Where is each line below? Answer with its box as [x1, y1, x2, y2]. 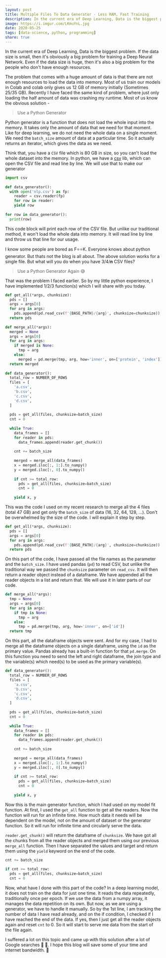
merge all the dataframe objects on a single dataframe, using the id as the [5, 643, 157, 649]
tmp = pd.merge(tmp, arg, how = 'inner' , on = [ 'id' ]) [18, 624, 125, 629]
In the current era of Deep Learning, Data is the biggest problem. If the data [5, 48, 159, 54]
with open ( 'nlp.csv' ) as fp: [9, 189, 70, 194]
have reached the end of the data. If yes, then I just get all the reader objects [5, 916, 161, 922]
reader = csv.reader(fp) [14, 194, 65, 199]
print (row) [9, 216, 32, 222]
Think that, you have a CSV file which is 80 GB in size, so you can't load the [5, 150, 157, 156]
